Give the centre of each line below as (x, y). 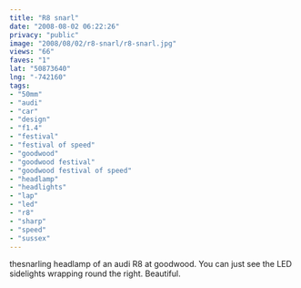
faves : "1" (30, 60)
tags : (20, 86)
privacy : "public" (44, 35)
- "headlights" (38, 188)
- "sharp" (28, 221)
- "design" (30, 119)
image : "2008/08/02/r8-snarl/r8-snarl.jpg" (93, 43)
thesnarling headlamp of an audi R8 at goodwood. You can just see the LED (151, 264)
